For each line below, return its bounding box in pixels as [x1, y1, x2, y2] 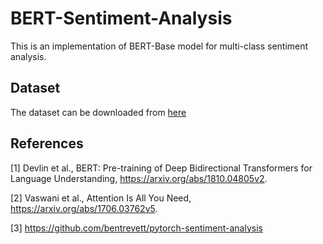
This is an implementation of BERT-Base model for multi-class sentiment [10, 40, 309, 52]
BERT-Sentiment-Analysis [10, 7, 233, 30]
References [10, 135, 84, 152]
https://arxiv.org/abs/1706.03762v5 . [10, 202, 158, 214]
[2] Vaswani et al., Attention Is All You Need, [10, 192, 192, 204]
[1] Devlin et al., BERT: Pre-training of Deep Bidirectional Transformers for [10, 162, 313, 174]
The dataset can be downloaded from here [10, 106, 187, 118]
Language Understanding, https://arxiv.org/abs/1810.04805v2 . [10, 172, 268, 184]
